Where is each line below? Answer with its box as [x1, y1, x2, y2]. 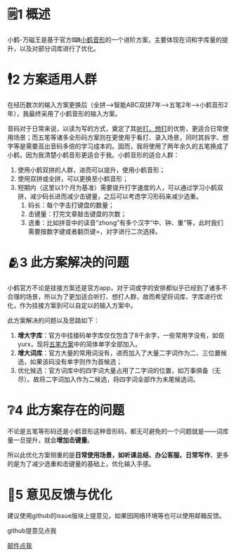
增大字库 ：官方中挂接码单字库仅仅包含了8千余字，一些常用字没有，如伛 [17, 331, 225, 339]
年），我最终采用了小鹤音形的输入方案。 [7, 109, 122, 118]
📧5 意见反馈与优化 [7, 486, 112, 503]
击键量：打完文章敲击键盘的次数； [27, 209, 127, 218]
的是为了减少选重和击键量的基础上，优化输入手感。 [7, 459, 155, 468]
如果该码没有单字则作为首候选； [29, 357, 123, 366]
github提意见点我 [7, 526, 57, 535]
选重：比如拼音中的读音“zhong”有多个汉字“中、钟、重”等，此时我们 [27, 218, 223, 227]
